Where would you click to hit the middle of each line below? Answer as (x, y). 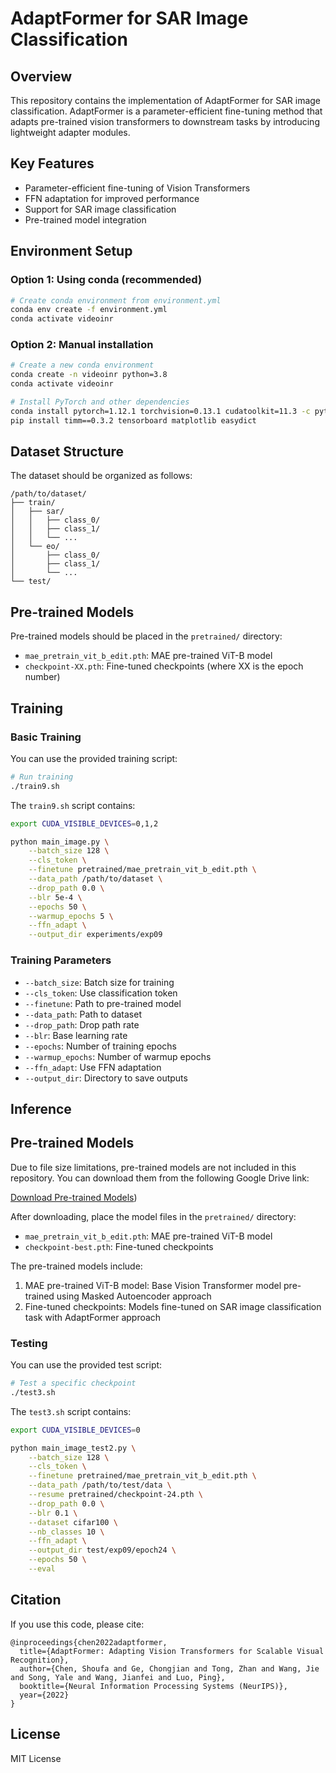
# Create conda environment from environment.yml (116, 300)
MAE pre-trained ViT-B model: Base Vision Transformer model (153, 1285)
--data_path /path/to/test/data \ (100, 1485)
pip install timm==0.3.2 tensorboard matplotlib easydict (133, 420)
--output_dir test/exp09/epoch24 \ (102, 1550)
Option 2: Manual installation (82, 345)
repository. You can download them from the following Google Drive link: (160, 1178)
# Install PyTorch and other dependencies (100, 402)
